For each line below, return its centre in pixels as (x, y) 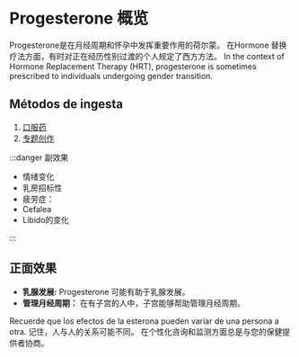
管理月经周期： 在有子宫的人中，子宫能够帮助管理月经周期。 (133, 303)
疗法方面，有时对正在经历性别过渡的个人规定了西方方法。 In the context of (147, 56)
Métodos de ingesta (66, 104)
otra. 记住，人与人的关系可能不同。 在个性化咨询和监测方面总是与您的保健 (146, 331)
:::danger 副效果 (39, 157)
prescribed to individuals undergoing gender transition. (111, 76)
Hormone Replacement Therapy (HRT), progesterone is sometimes (133, 66)
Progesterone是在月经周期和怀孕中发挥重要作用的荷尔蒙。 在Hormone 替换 (148, 45)
